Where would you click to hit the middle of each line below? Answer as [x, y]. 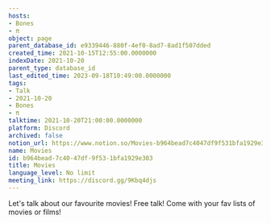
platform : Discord [39, 128]
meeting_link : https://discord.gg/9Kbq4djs [83, 181]
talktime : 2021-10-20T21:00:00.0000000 [75, 121]
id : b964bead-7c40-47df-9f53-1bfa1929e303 [81, 158]
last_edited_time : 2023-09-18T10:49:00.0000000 [90, 76]
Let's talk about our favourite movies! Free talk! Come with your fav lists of [132, 203]
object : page [30, 38]
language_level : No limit [52, 173]
